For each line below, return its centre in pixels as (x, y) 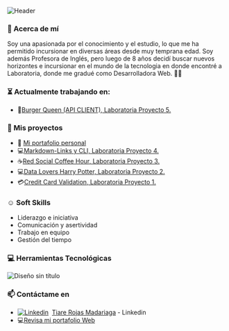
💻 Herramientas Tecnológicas (60, 259)
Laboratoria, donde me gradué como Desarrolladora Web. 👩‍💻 (95, 74)
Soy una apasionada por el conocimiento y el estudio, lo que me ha (103, 44)
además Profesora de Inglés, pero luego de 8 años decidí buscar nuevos (111, 58)
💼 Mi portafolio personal (52, 143)
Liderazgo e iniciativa (48, 218)
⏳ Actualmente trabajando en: (59, 92)
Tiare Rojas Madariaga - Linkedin (99, 312)
